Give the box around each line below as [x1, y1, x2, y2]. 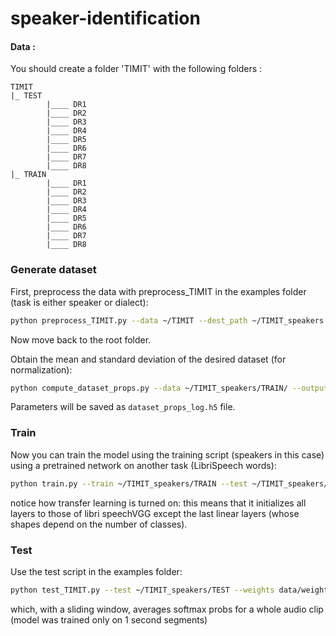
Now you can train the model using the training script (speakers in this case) [10, 448, 325, 461]
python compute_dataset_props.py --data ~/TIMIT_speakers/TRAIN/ [10, 383, 288, 393]
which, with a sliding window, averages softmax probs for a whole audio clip [10, 603, 324, 615]
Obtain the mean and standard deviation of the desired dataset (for [10, 353, 287, 365]
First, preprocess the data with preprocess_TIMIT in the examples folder [10, 285, 307, 297]
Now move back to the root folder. [10, 333, 152, 346]
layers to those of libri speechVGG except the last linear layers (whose [10, 507, 300, 519]
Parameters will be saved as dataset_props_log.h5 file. [10, 401, 236, 413]
